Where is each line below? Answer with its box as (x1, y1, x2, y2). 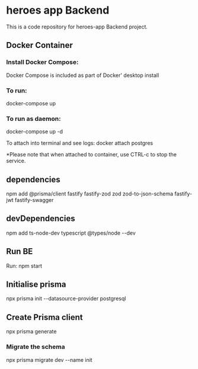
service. (6, 158, 26, 165)
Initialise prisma (6, 280, 66, 290)
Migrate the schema (6, 343, 65, 351)
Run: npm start (6, 262, 43, 269)
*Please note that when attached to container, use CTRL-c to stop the (6, 151, 177, 158)
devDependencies (6, 214, 75, 224)
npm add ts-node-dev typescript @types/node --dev (6, 229, 136, 236)
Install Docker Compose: (6, 58, 79, 66)
